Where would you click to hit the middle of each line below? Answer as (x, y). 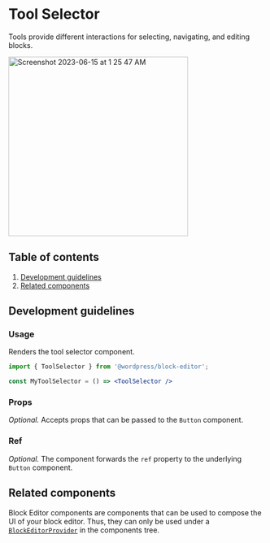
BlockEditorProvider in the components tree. (84, 530)
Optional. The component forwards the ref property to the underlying (125, 458)
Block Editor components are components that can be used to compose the (135, 512)
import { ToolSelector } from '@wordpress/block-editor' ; (109, 367)
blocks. (21, 45)
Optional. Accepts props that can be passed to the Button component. (126, 420)
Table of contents (54, 257)
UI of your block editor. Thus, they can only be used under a (109, 521)
